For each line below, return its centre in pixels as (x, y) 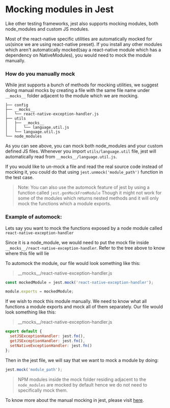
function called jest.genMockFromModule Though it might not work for (90, 193)
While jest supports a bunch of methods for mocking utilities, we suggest (82, 85)
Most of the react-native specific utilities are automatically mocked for (79, 39)
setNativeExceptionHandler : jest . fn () (51, 346)
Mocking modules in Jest (60, 9)
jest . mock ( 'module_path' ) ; (34, 369)
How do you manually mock (40, 74)
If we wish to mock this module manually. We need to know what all (76, 301)
